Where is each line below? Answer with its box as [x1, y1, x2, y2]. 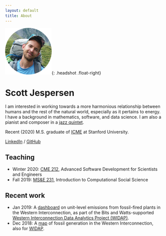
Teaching [5, 153, 35, 161]
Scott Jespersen [5, 87, 75, 98]
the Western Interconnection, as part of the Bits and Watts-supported [12, 210, 154, 216]
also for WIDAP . [12, 226, 45, 232]
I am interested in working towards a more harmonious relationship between [5, 103, 161, 109]
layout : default [5, 8, 39, 13]
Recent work [5, 191, 46, 200]
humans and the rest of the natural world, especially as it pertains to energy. [5, 109, 161, 115]
